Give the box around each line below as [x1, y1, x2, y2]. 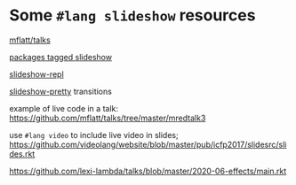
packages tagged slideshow [9, 51, 113, 62]
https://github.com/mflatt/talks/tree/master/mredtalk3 [9, 112, 206, 123]
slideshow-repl [9, 68, 64, 80]
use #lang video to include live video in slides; [9, 129, 180, 140]
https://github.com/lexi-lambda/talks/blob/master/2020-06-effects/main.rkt [9, 166, 287, 176]
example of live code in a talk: [9, 103, 118, 113]
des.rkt [9, 148, 36, 159]
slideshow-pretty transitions [9, 86, 113, 96]
